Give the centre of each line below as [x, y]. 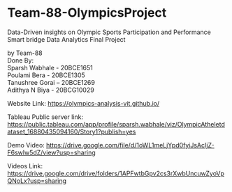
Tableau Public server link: [45, 117]
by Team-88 [25, 53]
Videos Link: [25, 166]
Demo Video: [26, 145]
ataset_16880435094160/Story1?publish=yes [72, 131]
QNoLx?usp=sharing [37, 181]
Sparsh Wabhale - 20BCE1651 [50, 67]
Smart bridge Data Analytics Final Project [66, 39]
